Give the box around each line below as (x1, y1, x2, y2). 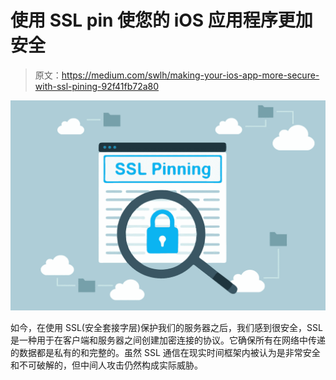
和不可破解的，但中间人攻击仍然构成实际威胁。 (10, 359, 203, 371)
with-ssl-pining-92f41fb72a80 (34, 80, 160, 92)
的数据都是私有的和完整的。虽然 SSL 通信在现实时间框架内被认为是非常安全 (10, 346, 321, 358)
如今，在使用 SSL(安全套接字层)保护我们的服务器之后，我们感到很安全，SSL (10, 321, 323, 333)
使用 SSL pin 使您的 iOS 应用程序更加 (10, 9, 313, 32)
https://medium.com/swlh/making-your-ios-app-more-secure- (61, 69, 320, 81)
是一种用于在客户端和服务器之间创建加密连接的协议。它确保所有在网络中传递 (10, 334, 326, 346)
